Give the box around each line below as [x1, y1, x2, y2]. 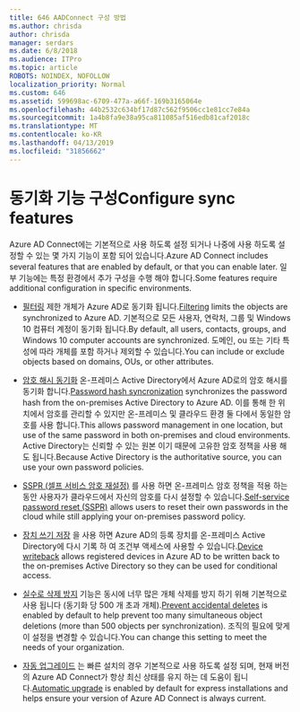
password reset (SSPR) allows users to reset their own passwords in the [21, 501, 288, 512]
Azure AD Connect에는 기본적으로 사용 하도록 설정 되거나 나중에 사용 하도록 [9, 239, 276, 250]
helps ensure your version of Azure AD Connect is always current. [21, 692, 267, 703]
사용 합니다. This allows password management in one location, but [39, 419, 284, 430]
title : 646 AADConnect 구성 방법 [9, 13, 127, 22]
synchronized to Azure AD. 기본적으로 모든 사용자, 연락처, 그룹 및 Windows [21, 312, 291, 323]
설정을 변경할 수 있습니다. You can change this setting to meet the [31, 631, 267, 642]
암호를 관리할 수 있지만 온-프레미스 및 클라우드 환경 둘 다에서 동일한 [46, 408, 282, 418]
